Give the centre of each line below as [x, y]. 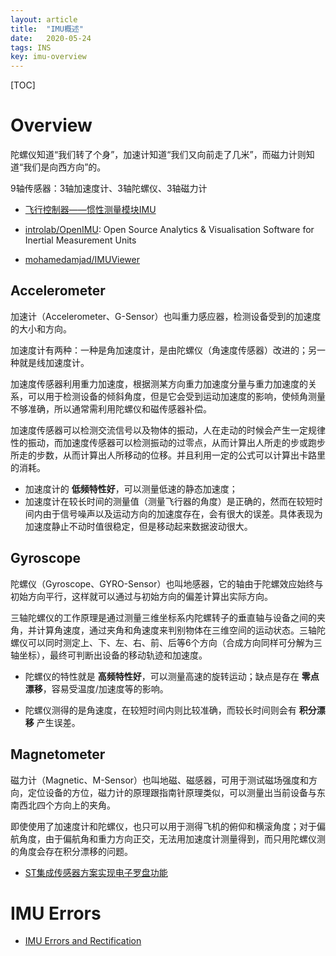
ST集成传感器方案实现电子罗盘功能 [96, 872]
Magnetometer [58, 754]
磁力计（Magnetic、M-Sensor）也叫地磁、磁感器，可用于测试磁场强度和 [160, 780]
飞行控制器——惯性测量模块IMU [90, 210]
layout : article [44, 19]
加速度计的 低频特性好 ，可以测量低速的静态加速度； [131, 488]
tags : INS [31, 47]
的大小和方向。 [41, 328]
